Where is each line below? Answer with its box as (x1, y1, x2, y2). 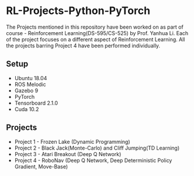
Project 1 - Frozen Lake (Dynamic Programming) (14, 138, 130, 145)
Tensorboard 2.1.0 (14, 99, 58, 106)
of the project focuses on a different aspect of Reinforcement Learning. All (6, 36, 185, 43)
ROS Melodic (14, 81, 46, 88)
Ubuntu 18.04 (14, 74, 47, 81)
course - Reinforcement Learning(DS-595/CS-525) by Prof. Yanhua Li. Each (6, 29, 189, 36)
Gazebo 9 (14, 87, 39, 94)
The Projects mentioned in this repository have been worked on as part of (6, 23, 184, 30)
